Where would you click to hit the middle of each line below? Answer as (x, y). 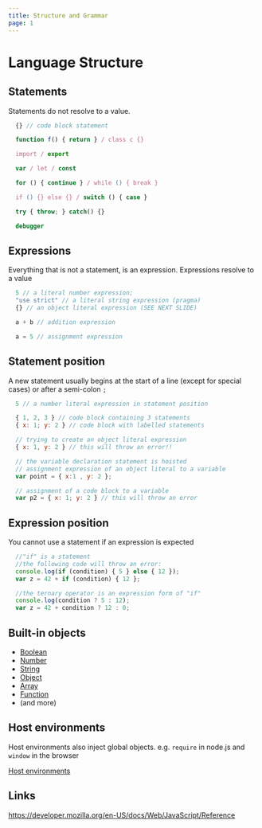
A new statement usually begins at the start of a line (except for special (125, 381)
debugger (30, 226)
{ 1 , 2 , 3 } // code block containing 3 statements (103, 418)
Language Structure (76, 62)
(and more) (38, 703)
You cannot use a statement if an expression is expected (101, 542)
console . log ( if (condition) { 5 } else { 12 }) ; (98, 571)
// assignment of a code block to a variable (92, 490)
